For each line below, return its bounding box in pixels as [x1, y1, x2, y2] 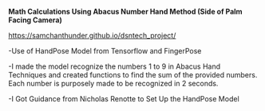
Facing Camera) [8, 15, 62, 25]
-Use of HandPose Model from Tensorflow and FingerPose [8, 46, 202, 55]
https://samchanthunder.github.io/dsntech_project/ [8, 31, 176, 40]
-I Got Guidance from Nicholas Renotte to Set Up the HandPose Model [8, 94, 239, 103]
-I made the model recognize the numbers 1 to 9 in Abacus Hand [8, 61, 221, 71]
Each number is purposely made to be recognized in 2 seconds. [8, 79, 219, 88]
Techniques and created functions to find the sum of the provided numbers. [8, 70, 258, 79]
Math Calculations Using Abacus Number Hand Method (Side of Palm [8, 7, 243, 16]
